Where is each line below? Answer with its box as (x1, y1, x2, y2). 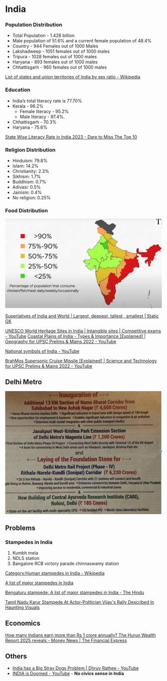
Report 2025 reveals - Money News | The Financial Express (5, 638, 127, 644)
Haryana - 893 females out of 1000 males (12, 59, 98, 65)
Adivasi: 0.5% (12, 184, 41, 190)
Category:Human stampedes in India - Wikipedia (5, 570, 105, 576)
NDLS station (12, 555, 40, 561)
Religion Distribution (5, 146, 56, 153)
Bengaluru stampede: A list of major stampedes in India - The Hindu (5, 589, 144, 596)
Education (5, 86, 31, 93)
